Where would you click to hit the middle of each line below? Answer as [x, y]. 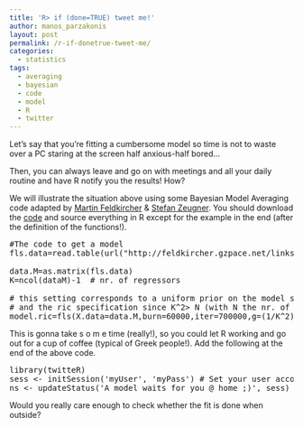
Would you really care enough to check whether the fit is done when [136, 405]
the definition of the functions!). [68, 227]
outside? [25, 415]
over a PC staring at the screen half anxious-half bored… [115, 153]
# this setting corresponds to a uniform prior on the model [147, 298]
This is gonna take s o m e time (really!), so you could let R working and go [148, 334]
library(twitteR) [47, 370]
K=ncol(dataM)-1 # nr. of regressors [95, 280]
